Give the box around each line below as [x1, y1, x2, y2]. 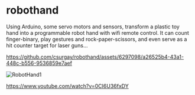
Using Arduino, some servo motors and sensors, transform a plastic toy [6, 23, 180, 30]
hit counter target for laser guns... [6, 42, 88, 49]
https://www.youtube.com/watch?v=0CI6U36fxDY [6, 82, 129, 89]
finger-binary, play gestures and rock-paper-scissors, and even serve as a [6, 35, 187, 42]
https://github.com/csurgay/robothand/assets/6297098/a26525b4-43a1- [6, 53, 184, 60]
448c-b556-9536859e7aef [6, 60, 73, 67]
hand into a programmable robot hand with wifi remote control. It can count [6, 29, 189, 36]
